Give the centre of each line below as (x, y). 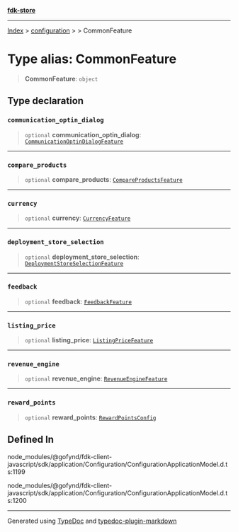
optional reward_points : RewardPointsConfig (90, 417)
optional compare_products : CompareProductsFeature (103, 179)
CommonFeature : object (61, 79)
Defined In (31, 440)
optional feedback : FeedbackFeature (78, 301)
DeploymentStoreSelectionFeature (74, 264)
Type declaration (45, 101)
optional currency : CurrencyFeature (78, 218)
